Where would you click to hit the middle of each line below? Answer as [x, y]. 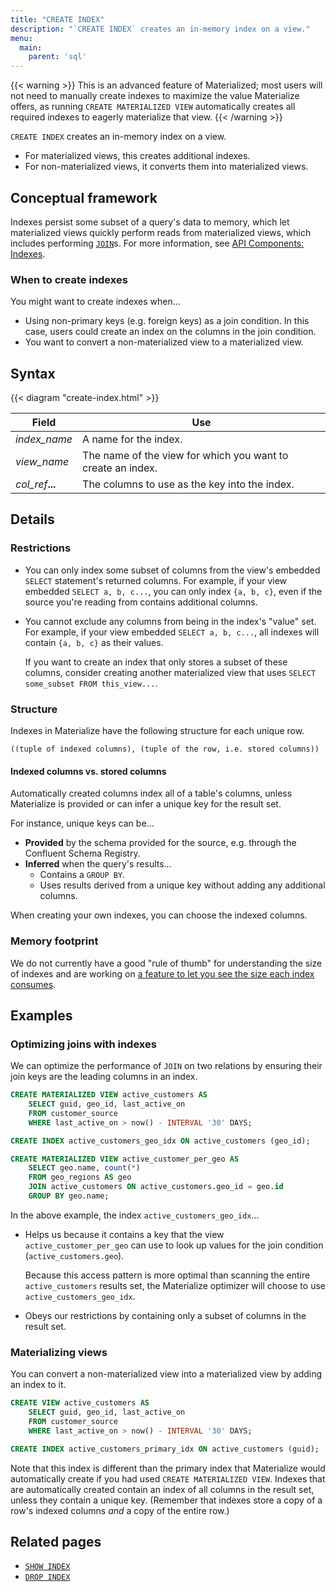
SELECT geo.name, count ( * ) [84, 1168]
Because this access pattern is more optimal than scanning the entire [167, 1275]
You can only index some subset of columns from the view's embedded [172, 570]
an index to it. [38, 1385]
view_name [42, 462]
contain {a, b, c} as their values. [94, 642]
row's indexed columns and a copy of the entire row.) [120, 1510]
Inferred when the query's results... [98, 864]
